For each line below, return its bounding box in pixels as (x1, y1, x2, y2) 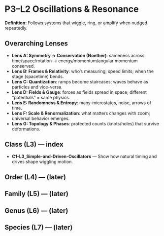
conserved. (11, 63, 35, 69)
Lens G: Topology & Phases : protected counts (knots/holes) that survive (11, 120, 160, 126)
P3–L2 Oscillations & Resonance (4, 3, 139, 15)
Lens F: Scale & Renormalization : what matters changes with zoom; (11, 110, 151, 116)
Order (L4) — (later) (4, 173, 66, 181)
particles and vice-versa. (11, 84, 63, 90)
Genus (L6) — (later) (4, 206, 68, 215)
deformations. (11, 126, 40, 132)
